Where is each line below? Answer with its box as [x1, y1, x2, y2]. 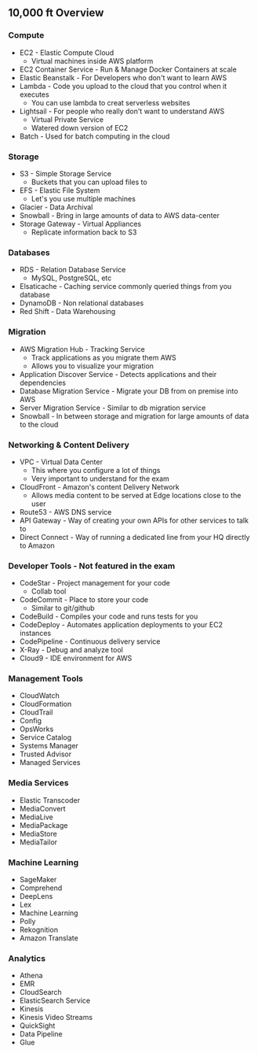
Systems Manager [19, 741, 78, 751]
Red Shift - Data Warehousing [19, 307, 116, 316]
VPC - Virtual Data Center [19, 456, 104, 467]
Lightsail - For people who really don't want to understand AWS [19, 106, 225, 116]
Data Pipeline [19, 1029, 63, 1039]
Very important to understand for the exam [31, 474, 170, 483]
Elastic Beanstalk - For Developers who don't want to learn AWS [19, 72, 227, 82]
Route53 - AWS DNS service [19, 507, 112, 516]
